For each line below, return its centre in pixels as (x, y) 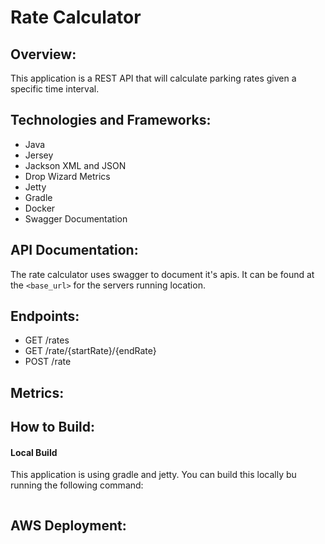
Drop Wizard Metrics (67, 176)
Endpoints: (45, 316)
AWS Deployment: (68, 525)
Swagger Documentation (76, 218)
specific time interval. (55, 89)
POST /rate (48, 362)
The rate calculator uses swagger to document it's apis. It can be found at (162, 274)
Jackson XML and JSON (75, 165)
